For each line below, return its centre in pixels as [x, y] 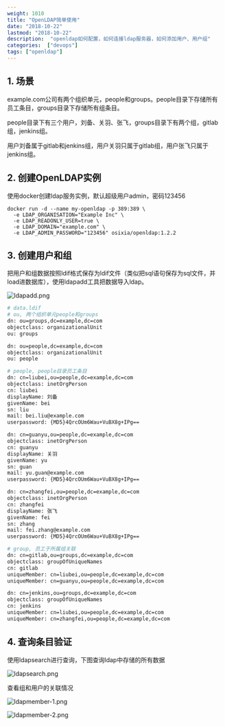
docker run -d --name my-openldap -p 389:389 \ [76, 209]
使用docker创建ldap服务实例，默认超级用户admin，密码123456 [96, 196]
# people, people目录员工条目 [47, 372]
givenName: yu [27, 460]
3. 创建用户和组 [39, 255]
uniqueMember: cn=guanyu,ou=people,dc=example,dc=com [86, 581]
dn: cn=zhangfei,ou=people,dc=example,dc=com [73, 492]
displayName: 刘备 [32, 397]
